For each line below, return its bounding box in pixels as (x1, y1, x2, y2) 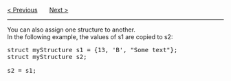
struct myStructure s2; (7, 53, 87, 60)
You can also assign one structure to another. (7, 25, 136, 34)
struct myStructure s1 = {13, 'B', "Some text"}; (7, 46, 178, 54)
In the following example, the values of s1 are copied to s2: (7, 33, 173, 40)
